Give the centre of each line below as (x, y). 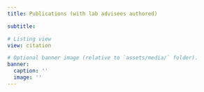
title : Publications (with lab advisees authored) (82, 14)
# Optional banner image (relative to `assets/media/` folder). (103, 58)
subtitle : (22, 26)
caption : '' (31, 71)
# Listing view (29, 39)
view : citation (29, 45)
